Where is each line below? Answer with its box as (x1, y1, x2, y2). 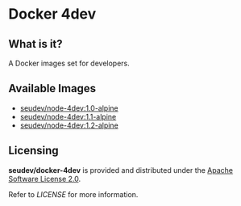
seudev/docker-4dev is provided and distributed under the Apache (8, 165, 234, 174)
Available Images (8, 82, 97, 95)
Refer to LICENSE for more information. (8, 189, 139, 199)
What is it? (8, 37, 63, 51)
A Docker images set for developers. (8, 58, 131, 68)
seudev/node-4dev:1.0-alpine (19, 103, 118, 113)
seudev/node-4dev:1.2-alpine (19, 120, 118, 130)
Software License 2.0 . (8, 174, 81, 183)
